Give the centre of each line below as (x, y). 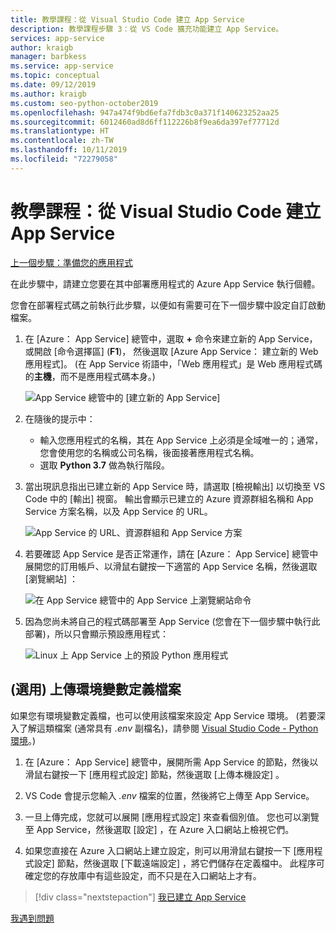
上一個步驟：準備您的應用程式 (71, 262)
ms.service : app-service (62, 66)
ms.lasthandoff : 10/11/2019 (69, 150)
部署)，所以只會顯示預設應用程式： (96, 633)
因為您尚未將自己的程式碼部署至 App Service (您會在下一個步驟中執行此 (172, 621)
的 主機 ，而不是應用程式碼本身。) (90, 376)
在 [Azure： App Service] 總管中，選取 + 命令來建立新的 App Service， (171, 338)
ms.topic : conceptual (55, 76)
